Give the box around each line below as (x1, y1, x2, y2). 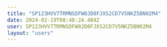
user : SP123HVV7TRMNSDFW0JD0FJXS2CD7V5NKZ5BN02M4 (7, 23, 153, 30)
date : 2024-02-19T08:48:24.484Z (7, 17, 100, 23)
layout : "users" (7, 29, 54, 37)
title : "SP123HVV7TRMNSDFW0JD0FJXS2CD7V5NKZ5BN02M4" (7, 10, 162, 17)
